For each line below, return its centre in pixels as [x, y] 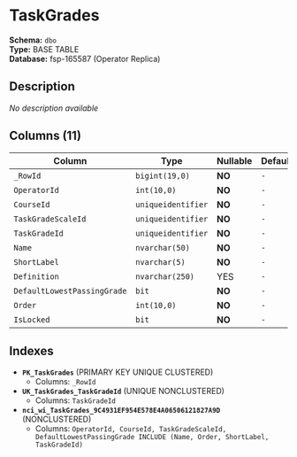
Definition [36, 276]
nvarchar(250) [165, 276]
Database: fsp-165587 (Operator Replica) [85, 58]
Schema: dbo [33, 40]
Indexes [32, 351]
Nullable [234, 160]
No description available [54, 108]
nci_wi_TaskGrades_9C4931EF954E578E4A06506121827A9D [121, 411]
